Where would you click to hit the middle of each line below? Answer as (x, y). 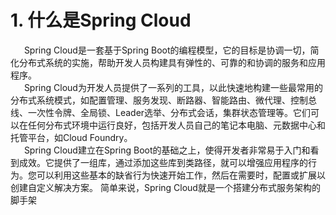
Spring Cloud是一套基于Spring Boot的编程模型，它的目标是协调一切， (167, 50)
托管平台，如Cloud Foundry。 (71, 137)
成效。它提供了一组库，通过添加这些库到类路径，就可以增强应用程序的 (163, 162)
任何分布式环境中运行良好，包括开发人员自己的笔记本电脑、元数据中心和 (176, 125)
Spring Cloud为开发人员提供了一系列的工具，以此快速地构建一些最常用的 (173, 87)
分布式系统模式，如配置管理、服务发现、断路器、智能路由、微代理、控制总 (163, 100)
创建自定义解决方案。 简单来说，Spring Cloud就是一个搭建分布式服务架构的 (165, 187)
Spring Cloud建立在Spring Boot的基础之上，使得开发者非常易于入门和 (167, 150)
